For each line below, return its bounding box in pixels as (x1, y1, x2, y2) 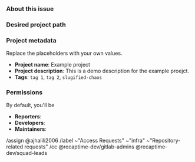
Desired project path (6, 20, 66, 28)
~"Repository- (146, 137, 181, 144)
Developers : (14, 120, 45, 127)
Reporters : (14, 113, 42, 120)
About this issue (6, 5, 54, 13)
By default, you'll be (6, 102, 55, 109)
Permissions (6, 88, 43, 97)
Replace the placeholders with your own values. (6, 49, 123, 57)
